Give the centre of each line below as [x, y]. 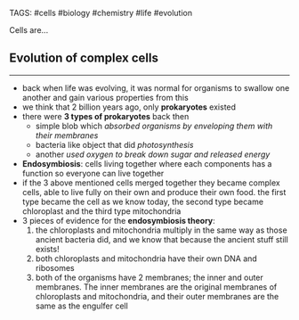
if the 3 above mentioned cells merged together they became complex [151, 183]
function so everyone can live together [93, 173]
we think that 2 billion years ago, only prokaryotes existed [129, 107]
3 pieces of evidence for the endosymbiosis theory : [118, 220]
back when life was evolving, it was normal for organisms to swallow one [156, 87]
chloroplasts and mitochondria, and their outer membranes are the [157, 296]
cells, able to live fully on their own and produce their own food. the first [154, 192]
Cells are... [29, 30]
